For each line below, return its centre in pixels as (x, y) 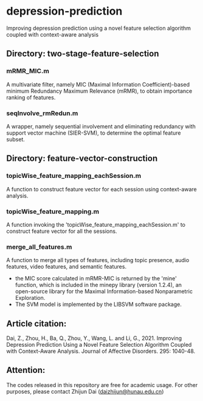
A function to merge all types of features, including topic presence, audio (98, 260)
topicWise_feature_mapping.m (53, 211)
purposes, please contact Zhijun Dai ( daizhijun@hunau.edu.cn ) (85, 391)
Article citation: (36, 323)
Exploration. (30, 298)
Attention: (26, 370)
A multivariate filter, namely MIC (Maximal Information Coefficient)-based (98, 84)
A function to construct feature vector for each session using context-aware (102, 189)
